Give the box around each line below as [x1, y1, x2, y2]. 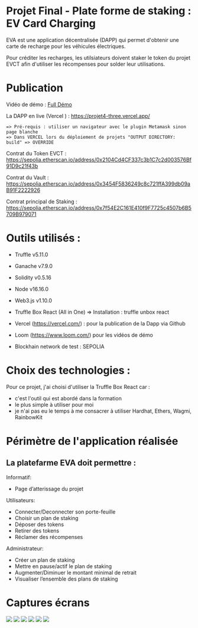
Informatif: [6, 473, 31, 481]
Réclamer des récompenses [14, 533, 83, 540]
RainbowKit [14, 413, 43, 420]
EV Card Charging [6, 17, 96, 30]
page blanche [6, 129, 38, 135]
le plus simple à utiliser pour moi [14, 401, 94, 408]
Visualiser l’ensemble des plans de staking [14, 575, 118, 582]
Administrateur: [6, 544, 44, 552]
